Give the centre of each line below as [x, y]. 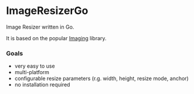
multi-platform [32, 72]
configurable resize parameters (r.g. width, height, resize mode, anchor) [101, 79]
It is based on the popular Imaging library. [56, 38]
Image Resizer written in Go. [40, 27]
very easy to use [35, 66]
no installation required [42, 85]
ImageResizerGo [47, 11]
